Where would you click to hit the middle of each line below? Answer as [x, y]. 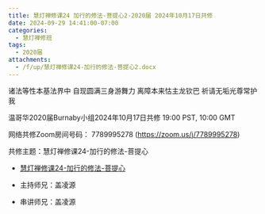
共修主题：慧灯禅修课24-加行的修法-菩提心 [79, 151]
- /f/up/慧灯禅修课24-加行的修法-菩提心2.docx [86, 67]
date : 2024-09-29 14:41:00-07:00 [63, 23]
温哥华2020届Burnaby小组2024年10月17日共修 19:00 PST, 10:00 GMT [122, 117]
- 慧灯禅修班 [34, 38]
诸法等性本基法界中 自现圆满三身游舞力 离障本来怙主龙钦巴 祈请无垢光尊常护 [133, 90]
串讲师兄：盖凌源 [48, 201]
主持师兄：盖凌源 [48, 185]
